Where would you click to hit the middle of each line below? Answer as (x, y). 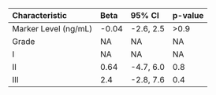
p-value (188, 15)
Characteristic (39, 15)
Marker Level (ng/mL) (52, 29)
